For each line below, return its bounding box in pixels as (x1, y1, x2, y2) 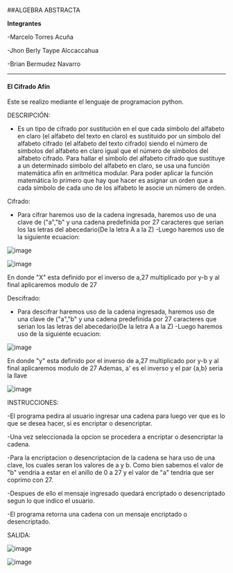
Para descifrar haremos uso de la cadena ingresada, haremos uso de (17, 307, 215, 316)
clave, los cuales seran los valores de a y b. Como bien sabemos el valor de (7, 461, 224, 469)
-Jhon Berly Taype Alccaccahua (7, 47, 99, 54)
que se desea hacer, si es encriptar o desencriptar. (7, 419, 153, 428)
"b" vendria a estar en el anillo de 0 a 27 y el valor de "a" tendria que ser (7, 469, 215, 477)
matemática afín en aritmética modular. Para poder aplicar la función (17, 169, 214, 177)
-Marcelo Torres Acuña (7, 33, 74, 41)
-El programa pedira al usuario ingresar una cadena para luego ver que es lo (7, 412, 225, 420)
